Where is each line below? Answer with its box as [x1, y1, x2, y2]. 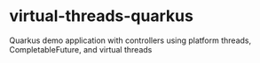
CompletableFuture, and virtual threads [9, 44, 153, 54]
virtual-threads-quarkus [9, 6, 193, 26]
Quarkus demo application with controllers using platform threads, [9, 35, 251, 45]
